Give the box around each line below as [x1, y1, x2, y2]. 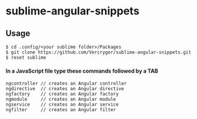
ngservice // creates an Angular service [5, 102, 119, 108]
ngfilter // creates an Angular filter [5, 107, 117, 113]
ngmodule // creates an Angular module [5, 96, 117, 103]
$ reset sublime [5, 55, 46, 61]
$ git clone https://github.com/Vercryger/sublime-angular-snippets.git [5, 49, 192, 55]
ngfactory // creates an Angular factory [5, 91, 119, 97]
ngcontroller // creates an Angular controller [5, 81, 127, 87]
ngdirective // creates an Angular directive [5, 86, 124, 92]
